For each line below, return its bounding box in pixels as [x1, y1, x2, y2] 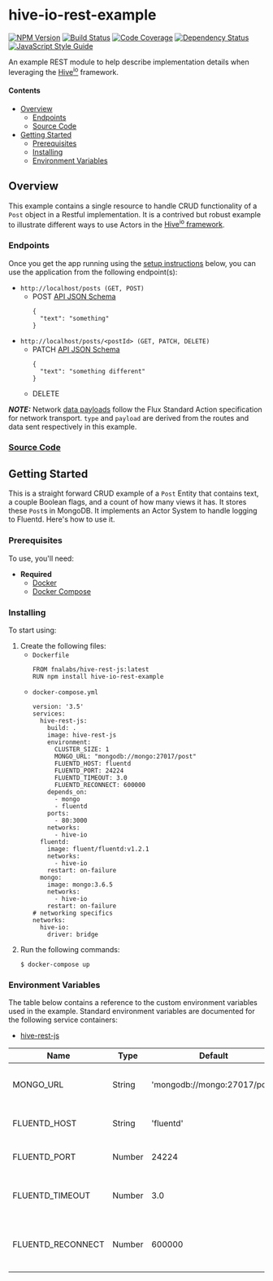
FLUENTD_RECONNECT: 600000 [54, 780, 146, 789]
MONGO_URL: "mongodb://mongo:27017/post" [54, 752, 197, 760]
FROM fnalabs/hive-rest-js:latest [32, 665, 149, 673]
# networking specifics [32, 909, 114, 917]
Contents [8, 85, 41, 95]
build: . [47, 724, 77, 732]
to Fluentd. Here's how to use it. [8, 514, 115, 524]
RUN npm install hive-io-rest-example [32, 672, 164, 680]
